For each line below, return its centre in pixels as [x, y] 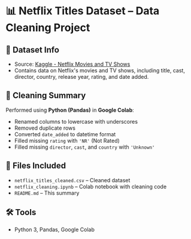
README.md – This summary [47, 193]
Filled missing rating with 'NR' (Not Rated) [67, 140]
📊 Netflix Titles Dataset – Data [83, 11]
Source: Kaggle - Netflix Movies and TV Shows [72, 64]
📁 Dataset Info [32, 50]
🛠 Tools [21, 212]
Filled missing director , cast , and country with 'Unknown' [84, 147]
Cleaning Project [48, 28]
